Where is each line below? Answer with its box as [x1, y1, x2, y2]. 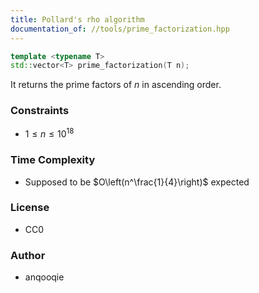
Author [10, 248, 46, 262]
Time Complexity [10, 153, 96, 167]
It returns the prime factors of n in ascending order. [10, 79, 222, 91]
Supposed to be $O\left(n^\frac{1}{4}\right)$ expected [24, 176, 250, 188]
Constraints [10, 104, 70, 118]
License [10, 201, 50, 215]
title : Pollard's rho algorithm [10, 14, 145, 25]
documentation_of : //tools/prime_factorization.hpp [10, 24, 230, 34]
